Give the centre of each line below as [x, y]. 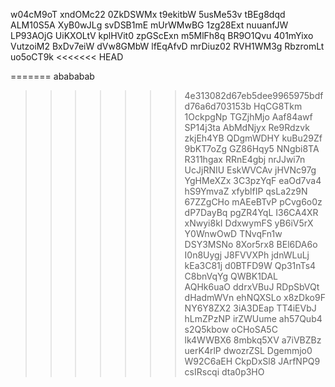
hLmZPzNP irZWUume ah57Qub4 [253, 318]
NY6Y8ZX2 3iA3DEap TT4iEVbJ [250, 308]
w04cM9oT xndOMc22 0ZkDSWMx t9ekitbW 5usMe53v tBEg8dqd [148, 14]
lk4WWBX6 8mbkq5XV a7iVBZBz [253, 340]
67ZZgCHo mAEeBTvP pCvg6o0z [253, 202]
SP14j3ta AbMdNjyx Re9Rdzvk [247, 127]
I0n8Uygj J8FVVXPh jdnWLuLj [247, 255]
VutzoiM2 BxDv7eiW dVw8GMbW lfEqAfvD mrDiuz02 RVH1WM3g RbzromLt [167, 46]
